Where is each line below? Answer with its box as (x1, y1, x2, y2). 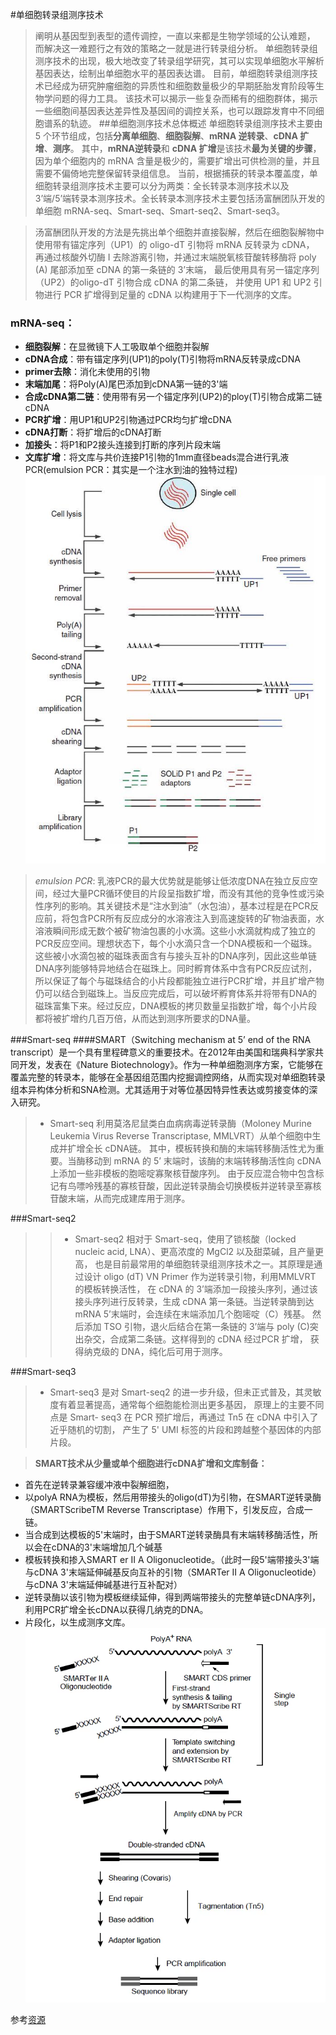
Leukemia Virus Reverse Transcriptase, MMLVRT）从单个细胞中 (49, 1130, 313, 1142)
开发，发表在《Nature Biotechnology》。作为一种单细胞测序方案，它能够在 (18, 1059, 324, 1071)
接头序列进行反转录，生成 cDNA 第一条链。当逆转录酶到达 (74, 1296, 315, 1308)
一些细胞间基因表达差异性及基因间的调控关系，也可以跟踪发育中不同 (34, 105, 316, 117)
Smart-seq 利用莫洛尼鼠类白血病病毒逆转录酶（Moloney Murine (49, 1118, 312, 1130)
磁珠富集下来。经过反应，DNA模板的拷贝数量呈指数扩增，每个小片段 (34, 1000, 318, 1012)
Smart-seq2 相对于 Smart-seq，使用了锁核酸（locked (74, 1233, 297, 1245)
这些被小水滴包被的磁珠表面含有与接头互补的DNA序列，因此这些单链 (34, 950, 318, 962)
